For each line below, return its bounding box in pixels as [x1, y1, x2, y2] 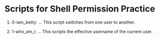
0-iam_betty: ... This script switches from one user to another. [11, 19, 135, 25]
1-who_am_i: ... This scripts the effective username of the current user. [11, 28, 153, 34]
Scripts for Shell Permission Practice [4, 3, 156, 14]
